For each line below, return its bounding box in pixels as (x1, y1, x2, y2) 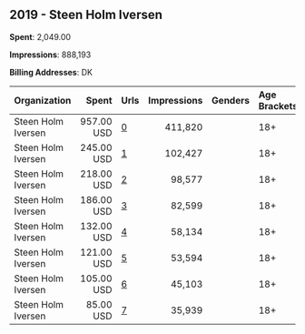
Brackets (258, 99, 298, 112)
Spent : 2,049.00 (9, 31, 71, 42)
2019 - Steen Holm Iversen (9, 7, 163, 23)
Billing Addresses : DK (9, 66, 93, 77)
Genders (212, 94, 250, 106)
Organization (14, 94, 72, 106)
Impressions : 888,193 (9, 49, 92, 60)
